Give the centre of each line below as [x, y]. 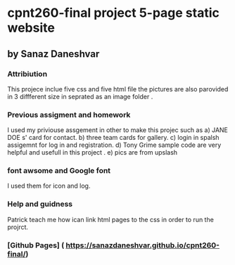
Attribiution [27, 74]
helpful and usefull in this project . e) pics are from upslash [93, 153]
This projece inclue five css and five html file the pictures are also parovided [118, 89]
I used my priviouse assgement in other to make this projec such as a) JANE [118, 130]
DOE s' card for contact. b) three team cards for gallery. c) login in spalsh [113, 138]
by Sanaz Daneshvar [53, 54]
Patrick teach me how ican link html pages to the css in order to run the [111, 219]
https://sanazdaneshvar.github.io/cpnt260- [143, 245]
